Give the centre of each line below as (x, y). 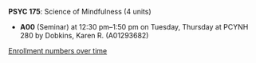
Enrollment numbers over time (58, 51)
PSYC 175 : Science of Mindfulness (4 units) (80, 12)
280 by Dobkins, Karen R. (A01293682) (84, 35)
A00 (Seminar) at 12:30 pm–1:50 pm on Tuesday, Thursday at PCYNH (134, 27)
